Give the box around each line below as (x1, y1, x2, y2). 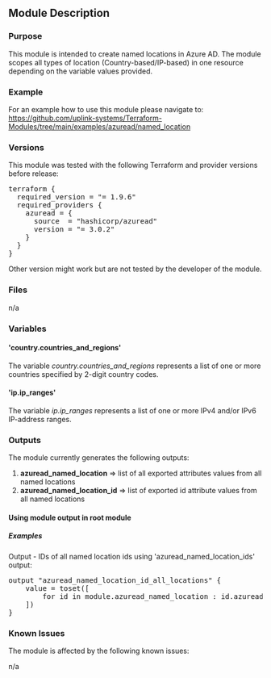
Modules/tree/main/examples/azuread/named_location (8, 121, 191, 132)
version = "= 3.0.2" (33, 225, 115, 234)
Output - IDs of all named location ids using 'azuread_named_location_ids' (8, 551, 256, 561)
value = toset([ (25, 584, 90, 592)
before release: (8, 169, 59, 178)
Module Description (8, 6, 110, 20)
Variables (8, 323, 47, 334)
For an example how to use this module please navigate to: (8, 104, 204, 114)
